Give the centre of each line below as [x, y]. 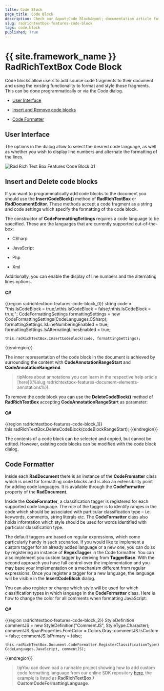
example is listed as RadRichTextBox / [55, 678]
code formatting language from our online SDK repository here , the [84, 672]
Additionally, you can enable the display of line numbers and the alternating [81, 276]
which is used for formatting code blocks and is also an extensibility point [79, 481]
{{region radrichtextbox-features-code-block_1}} [54, 424]
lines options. [19, 281]
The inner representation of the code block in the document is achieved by [80, 357]
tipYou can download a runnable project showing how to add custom [86, 668]
